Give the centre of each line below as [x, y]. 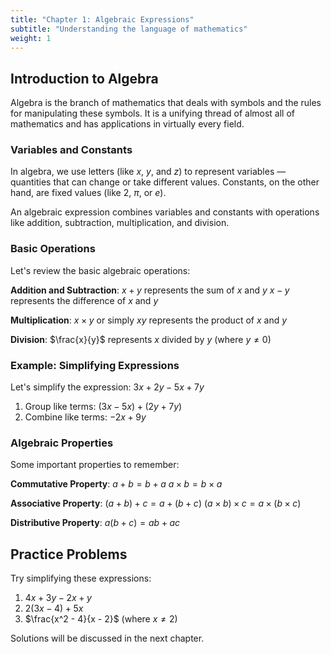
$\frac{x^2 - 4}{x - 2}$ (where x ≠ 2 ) [101, 619]
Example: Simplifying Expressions [95, 365]
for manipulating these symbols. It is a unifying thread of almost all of [153, 113]
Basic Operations [53, 249]
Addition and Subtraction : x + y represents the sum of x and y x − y [150, 290]
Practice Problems [69, 554]
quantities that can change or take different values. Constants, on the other [165, 182]
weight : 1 [31, 38]
